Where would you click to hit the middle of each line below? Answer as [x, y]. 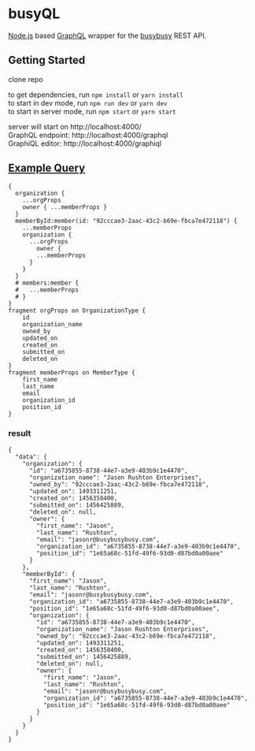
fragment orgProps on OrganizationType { [77, 310]
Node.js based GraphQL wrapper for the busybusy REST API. [107, 35]
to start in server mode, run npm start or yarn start [92, 111]
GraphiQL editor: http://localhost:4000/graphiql [85, 143]
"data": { [31, 457]
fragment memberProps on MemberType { [72, 372]
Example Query [47, 168]
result [20, 433]
